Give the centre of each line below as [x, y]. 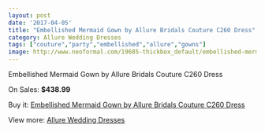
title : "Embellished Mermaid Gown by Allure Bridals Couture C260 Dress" [132, 30]
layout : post [30, 15]
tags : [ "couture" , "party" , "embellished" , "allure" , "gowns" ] [107, 45]
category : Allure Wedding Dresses [65, 37]
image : [19, 52]
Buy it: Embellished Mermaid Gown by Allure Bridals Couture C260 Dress [127, 104]
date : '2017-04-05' [40, 23]
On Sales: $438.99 [39, 90]
